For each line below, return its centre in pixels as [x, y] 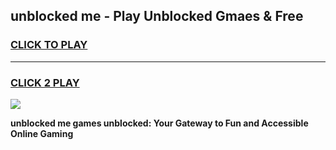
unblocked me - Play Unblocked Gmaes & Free [157, 16]
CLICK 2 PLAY [45, 82]
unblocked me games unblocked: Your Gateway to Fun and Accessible [159, 123]
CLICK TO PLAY [49, 45]
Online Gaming [42, 133]
